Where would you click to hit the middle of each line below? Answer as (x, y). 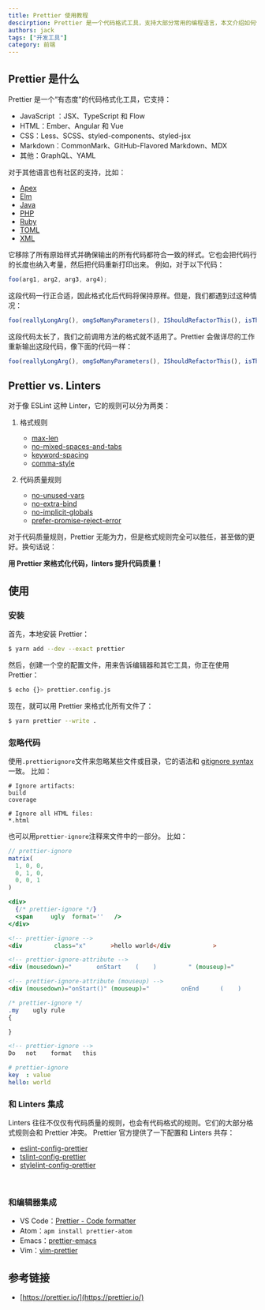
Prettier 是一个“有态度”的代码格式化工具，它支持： (90, 99)
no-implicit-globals (62, 512)
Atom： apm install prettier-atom (76, 1231)
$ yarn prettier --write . (52, 720)
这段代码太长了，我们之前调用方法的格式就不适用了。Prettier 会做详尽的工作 (132, 336)
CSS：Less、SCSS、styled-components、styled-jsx (105, 136)
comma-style (53, 463)
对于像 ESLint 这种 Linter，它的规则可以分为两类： (90, 406)
